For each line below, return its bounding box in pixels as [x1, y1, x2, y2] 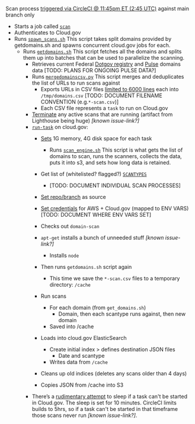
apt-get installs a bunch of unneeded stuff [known [40, 234, 164, 241]
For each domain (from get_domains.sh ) [49, 304, 146, 311]
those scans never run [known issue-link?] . [31, 412, 138, 419]
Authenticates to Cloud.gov [14, 29, 81, 36]
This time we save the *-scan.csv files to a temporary [49, 275, 180, 282]
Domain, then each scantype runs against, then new [58, 310, 186, 317]
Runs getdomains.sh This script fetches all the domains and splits [23, 48, 182, 55]
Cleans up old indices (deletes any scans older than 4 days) [40, 370, 187, 377]
